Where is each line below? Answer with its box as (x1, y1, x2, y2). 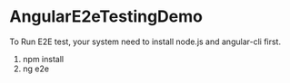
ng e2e (22, 63, 50, 74)
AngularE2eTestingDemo (9, 6, 203, 27)
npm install (22, 53, 65, 64)
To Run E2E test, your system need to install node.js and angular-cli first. (9, 36, 282, 47)
